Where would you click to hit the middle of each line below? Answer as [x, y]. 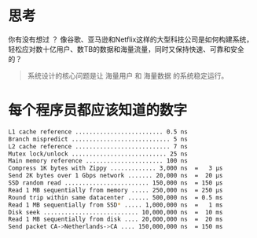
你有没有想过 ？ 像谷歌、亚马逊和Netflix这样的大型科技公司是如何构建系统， [131, 39]
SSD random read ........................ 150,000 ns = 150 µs [116, 183]
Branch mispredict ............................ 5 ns [98, 139]
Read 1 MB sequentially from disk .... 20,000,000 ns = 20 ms [116, 220]
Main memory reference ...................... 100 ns [98, 161]
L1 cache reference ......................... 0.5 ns [98, 132]
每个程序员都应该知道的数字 [98, 110]
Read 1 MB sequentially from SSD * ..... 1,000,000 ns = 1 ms [116, 205]
